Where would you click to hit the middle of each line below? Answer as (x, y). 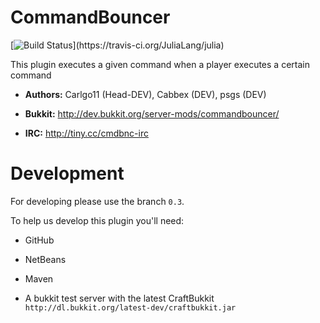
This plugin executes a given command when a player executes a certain (160, 64)
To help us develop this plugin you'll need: (97, 220)
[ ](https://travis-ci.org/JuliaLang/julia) (117, 45)
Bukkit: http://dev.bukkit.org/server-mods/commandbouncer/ (152, 113)
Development (67, 173)
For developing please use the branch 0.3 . (97, 201)
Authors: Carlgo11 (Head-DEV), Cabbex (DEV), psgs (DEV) (145, 94)
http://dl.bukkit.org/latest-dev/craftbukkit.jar (130, 307)
